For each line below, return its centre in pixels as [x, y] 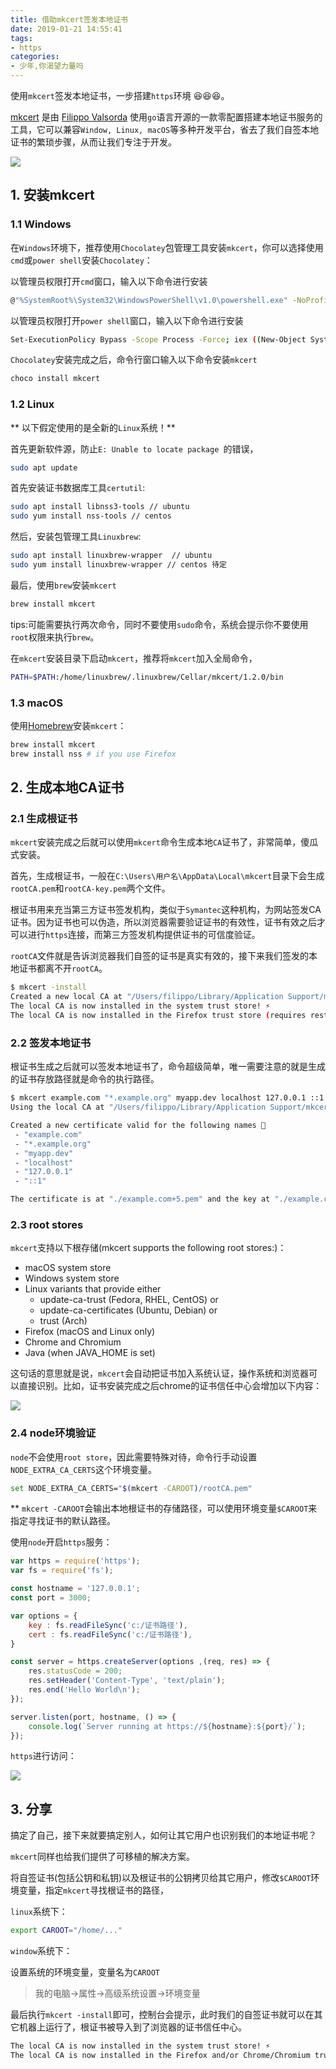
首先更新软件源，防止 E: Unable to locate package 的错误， [134, 448]
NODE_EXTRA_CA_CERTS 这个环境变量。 [84, 1469]
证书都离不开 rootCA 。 [63, 968]
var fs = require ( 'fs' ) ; [62, 1571]
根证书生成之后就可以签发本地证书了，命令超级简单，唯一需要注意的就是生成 [168, 1067]
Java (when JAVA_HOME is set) [90, 1353]
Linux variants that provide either [93, 1289]
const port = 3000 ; [51, 1598]
